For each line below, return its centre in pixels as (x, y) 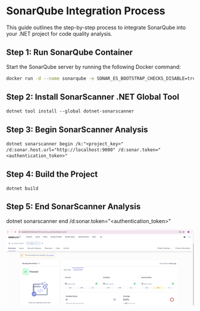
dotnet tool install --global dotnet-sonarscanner (70, 111)
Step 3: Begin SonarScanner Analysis (77, 129)
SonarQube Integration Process (86, 11)
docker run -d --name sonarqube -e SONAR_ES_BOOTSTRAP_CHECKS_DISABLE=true (102, 78)
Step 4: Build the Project (52, 174)
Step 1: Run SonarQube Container (69, 53)
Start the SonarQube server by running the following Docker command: (93, 67)
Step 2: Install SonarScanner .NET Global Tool (93, 97)
